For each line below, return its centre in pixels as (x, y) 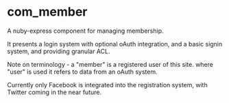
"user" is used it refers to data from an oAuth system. (82, 72)
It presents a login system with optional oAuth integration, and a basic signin (115, 44)
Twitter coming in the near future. (54, 92)
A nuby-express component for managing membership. (85, 31)
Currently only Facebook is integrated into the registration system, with (107, 85)
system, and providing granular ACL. (59, 51)
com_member (47, 12)
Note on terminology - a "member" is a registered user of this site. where (110, 64)
